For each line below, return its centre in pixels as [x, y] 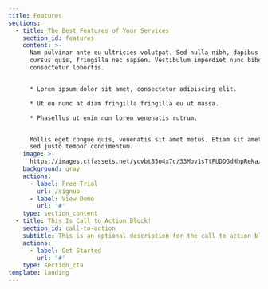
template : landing [39, 273]
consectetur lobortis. [67, 68]
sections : [25, 23]
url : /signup [59, 191]
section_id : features [58, 38]
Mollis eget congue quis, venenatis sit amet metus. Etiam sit [137, 139]
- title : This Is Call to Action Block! [83, 221]
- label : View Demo [61, 199]
